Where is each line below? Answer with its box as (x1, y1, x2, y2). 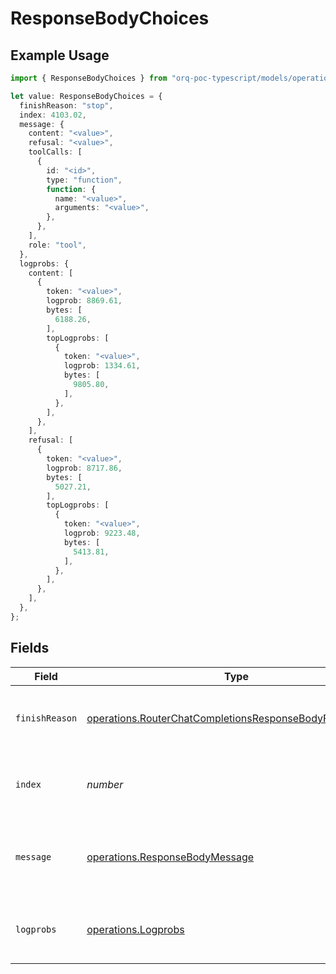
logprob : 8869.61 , (46, 296, 123, 306)
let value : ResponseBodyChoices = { (10, 91, 163, 101)
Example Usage (10, 47, 110, 64)
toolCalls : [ (28, 147, 83, 157)
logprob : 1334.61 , (63, 361, 141, 371)
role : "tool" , (28, 240, 87, 250)
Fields (10, 640, 50, 657)
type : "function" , (46, 175, 123, 185)
